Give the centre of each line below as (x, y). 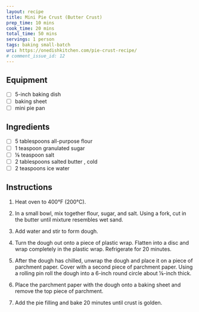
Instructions (29, 187)
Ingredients (28, 127)
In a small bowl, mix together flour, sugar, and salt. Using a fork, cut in (100, 213)
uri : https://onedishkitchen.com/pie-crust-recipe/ (71, 51)
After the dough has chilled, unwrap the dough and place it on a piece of (104, 260)
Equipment (27, 80)
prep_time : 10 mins (30, 23)
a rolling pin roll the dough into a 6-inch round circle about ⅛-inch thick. (103, 273)
